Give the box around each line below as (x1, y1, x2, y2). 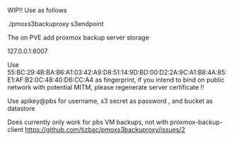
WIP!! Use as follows (7, 6, 67, 14)
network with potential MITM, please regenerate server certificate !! (7, 83, 205, 91)
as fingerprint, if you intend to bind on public (95, 75, 225, 84)
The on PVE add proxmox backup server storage (7, 33, 150, 42)
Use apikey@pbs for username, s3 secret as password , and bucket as (7, 97, 213, 105)
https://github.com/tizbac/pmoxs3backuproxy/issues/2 (24, 125, 186, 133)
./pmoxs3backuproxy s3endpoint (7, 20, 104, 27)
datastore (7, 104, 35, 112)
